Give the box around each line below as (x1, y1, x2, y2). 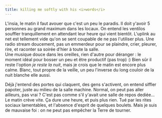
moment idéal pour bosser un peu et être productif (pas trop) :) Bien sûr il (5, 56, 152, 62)
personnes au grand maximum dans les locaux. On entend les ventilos (5, 25, 146, 32)
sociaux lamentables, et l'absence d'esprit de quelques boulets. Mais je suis (5, 102, 157, 108)
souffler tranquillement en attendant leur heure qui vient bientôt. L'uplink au (5, 31, 156, 36)
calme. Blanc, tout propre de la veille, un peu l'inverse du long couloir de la (5, 67, 154, 73)
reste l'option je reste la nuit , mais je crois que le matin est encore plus (5, 62, 146, 67)
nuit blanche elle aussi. (5, 72, 51, 78)
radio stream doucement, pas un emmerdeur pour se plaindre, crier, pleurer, (5, 41, 157, 47)
